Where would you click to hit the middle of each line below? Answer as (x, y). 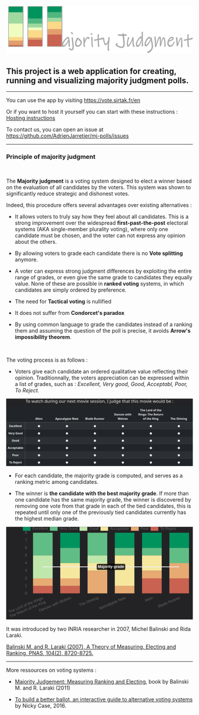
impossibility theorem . (43, 337)
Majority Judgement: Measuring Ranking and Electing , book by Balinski (102, 682)
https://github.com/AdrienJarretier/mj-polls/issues (68, 136)
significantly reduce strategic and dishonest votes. (68, 194)
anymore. (26, 260)
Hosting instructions (31, 118)
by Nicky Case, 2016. (41, 706)
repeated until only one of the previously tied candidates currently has (100, 512)
